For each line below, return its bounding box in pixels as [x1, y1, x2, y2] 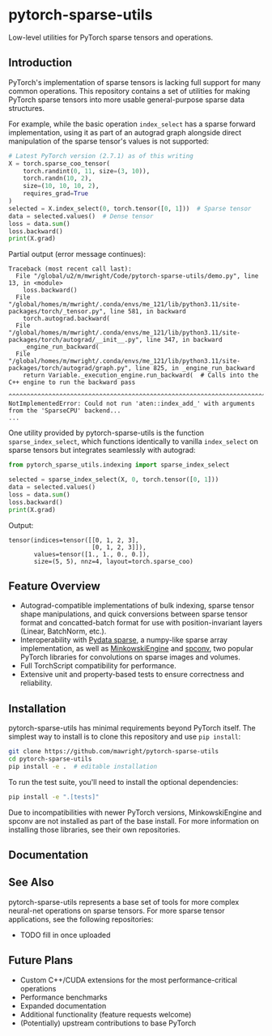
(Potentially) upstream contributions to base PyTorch [19, 1018, 197, 1028]
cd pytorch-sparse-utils [8, 755, 92, 763]
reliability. [19, 678, 53, 688]
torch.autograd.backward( [23, 314, 111, 323]
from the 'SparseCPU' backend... [8, 407, 121, 415]
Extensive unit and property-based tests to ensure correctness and [19, 670, 244, 680]
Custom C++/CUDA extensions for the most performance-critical [19, 974, 237, 985]
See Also [8, 876, 54, 889]
